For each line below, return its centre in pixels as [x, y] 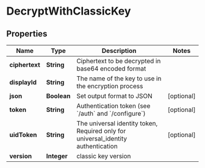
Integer [57, 156]
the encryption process [110, 86]
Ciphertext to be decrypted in [118, 61]
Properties [27, 34]
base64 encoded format [111, 68]
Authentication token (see [113, 106]
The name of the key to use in [119, 79]
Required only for [101, 131]
